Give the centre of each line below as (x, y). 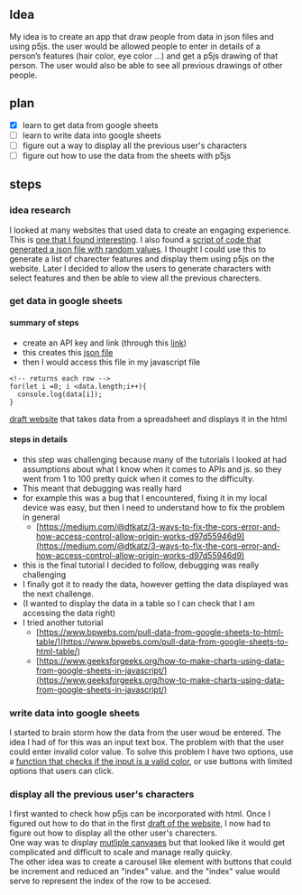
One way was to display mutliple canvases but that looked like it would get (147, 843)
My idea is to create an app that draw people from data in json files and (142, 36)
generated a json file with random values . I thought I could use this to (137, 249)
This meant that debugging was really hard (102, 488)
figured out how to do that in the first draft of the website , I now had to (140, 824)
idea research (40, 210)
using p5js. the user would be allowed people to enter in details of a (135, 46)
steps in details (38, 439)
